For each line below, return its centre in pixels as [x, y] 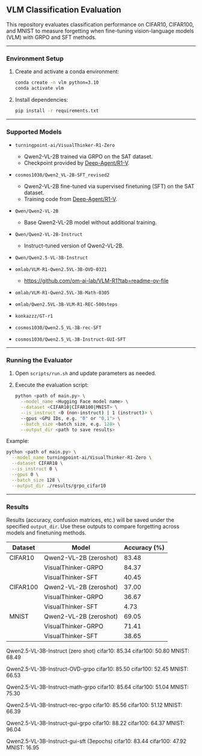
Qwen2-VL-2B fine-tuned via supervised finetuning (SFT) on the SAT [109, 187]
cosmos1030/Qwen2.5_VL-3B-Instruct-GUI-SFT [70, 339]
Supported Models [34, 132]
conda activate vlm [39, 88]
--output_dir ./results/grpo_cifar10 [59, 486]
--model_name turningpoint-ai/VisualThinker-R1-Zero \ [82, 458]
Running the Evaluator [39, 360]
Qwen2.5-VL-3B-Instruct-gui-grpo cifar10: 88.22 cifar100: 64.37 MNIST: [96, 723]
